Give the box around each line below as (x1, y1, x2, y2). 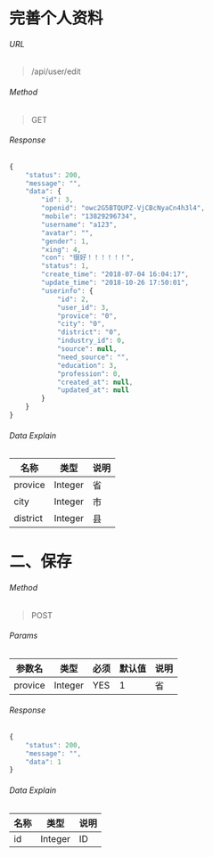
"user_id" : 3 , (56, 303, 110, 312)
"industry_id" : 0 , (56, 336, 126, 346)
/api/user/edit (30, 66, 82, 77)
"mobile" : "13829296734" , (41, 212, 138, 221)
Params (9, 630, 38, 641)
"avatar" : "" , (41, 228, 94, 237)
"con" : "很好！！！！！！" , (41, 253, 135, 263)
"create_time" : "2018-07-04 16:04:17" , (41, 270, 190, 279)
